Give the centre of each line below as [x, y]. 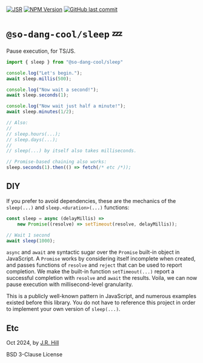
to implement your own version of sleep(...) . [63, 309]
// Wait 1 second [28, 235]
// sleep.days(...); [32, 139]
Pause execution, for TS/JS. [41, 51]
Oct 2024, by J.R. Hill [33, 343]
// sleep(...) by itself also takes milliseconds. [72, 151]
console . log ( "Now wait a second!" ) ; [52, 90]
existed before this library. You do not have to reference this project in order [101, 302]
